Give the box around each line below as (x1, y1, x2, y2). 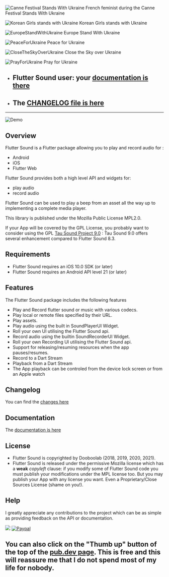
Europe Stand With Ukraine (63, 30, 120, 35)
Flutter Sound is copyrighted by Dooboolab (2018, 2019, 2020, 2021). (12, 455, 156, 461)
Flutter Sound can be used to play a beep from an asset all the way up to (5, 200, 156, 206)
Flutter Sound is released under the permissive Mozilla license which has (12, 460, 164, 467)
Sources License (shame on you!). (12, 482, 84, 488)
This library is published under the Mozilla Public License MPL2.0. (5, 215, 142, 221)
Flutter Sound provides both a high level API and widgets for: (5, 175, 131, 181)
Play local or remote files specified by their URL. (12, 312, 113, 318)
